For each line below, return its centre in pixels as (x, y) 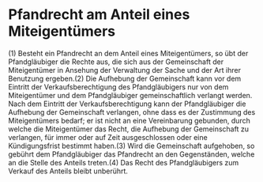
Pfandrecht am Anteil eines (99, 15)
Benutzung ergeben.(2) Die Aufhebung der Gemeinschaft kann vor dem (125, 78)
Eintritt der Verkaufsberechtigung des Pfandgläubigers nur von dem (118, 87)
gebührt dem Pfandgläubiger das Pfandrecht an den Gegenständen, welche (131, 154)
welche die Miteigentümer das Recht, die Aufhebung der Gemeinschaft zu (128, 129)
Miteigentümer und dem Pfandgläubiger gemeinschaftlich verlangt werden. (130, 95)
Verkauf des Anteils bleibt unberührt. (68, 171)
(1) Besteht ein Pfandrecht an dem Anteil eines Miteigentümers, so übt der (128, 53)
